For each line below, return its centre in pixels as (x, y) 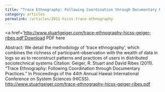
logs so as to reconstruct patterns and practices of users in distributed (77, 58)
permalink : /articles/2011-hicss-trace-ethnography (59, 19)
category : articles (25, 14)
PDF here (55, 38)
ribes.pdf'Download (25, 38)
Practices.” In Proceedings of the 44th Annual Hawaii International (72, 74)
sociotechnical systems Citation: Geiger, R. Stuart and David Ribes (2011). (79, 63)
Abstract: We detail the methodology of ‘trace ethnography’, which (72, 48)
